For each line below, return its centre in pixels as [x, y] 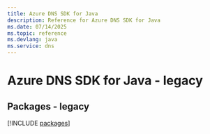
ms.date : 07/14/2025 [37, 27]
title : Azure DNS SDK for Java [53, 14]
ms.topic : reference [37, 33]
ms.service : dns [31, 46]
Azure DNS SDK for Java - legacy [105, 81]
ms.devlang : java [32, 40]
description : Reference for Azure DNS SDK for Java [84, 20]
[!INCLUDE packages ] [39, 123]
